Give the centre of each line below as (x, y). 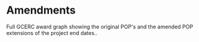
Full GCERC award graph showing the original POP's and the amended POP (100, 27)
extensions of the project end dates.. (52, 33)
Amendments (41, 10)
